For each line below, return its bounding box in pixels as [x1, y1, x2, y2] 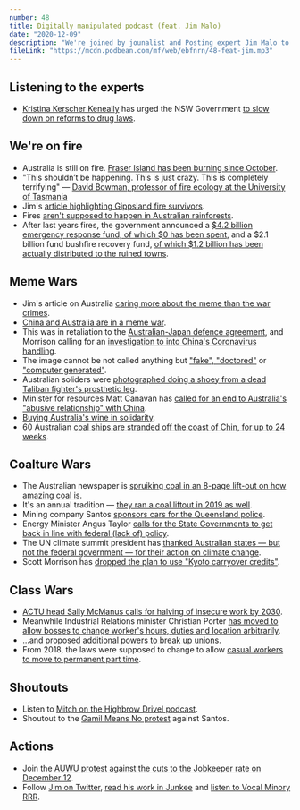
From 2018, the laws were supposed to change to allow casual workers [21, 644, 284, 655]
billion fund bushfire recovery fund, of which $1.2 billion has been [21, 238, 264, 249]
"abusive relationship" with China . [21, 402, 147, 413]
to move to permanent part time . [21, 654, 142, 665]
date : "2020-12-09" [9, 30, 82, 38]
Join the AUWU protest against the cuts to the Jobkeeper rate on [21, 763, 262, 773]
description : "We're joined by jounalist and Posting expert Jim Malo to [9, 38, 290, 47]
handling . [21, 345, 57, 356]
